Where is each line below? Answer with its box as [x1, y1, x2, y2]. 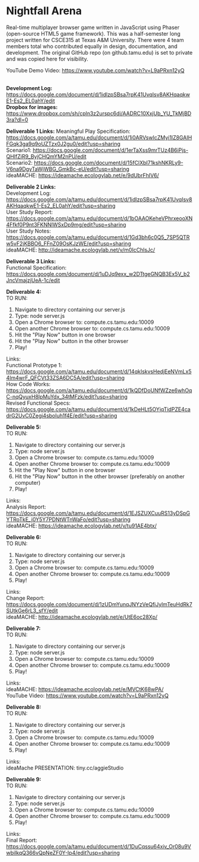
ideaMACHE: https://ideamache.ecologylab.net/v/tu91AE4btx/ [6, 522, 157, 529]
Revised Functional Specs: [6, 399, 71, 406]
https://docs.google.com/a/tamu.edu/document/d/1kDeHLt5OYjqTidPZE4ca [6, 405, 191, 413]
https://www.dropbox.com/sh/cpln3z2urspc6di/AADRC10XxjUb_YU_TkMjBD [6, 110, 191, 117]
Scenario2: [6, 159, 33, 166]
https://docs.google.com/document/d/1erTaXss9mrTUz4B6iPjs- [32, 147, 188, 154]
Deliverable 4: [6, 288, 41, 295]
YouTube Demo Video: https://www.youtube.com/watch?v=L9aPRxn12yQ [6, 66, 185, 74]
